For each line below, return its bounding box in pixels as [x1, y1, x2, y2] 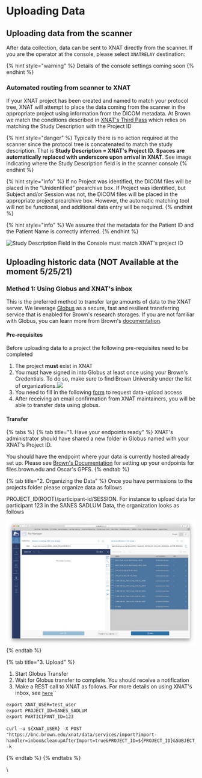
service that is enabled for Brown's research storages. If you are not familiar [6, 311, 195, 318]
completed [6, 351, 33, 358]
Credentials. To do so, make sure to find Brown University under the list [14, 375, 192, 382]
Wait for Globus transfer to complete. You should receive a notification [14, 676, 189, 684]
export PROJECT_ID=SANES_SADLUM [6, 708, 87, 714]
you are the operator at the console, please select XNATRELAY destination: [6, 51, 186, 58]
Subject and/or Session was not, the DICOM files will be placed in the [6, 191, 179, 198]
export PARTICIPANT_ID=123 [6, 714, 74, 720]
